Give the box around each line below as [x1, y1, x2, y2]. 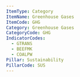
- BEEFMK [11, 46, 33, 52]
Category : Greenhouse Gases [6, 24, 75, 31]
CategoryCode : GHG [6, 30, 51, 36]
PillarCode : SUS [6, 62, 46, 68]
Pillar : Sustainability [6, 57, 64, 63]
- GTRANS [11, 41, 33, 47]
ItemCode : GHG [6, 19, 41, 25]
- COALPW [11, 52, 33, 57]
